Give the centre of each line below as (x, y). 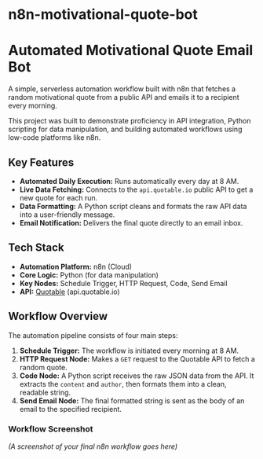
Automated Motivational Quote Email (131, 51)
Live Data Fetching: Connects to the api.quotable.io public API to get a (136, 189)
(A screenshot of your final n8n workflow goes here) (93, 446)
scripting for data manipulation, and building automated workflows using (125, 129)
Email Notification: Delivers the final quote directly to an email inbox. (131, 222)
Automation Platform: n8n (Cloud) (75, 266)
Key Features (41, 162)
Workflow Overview (58, 316)
